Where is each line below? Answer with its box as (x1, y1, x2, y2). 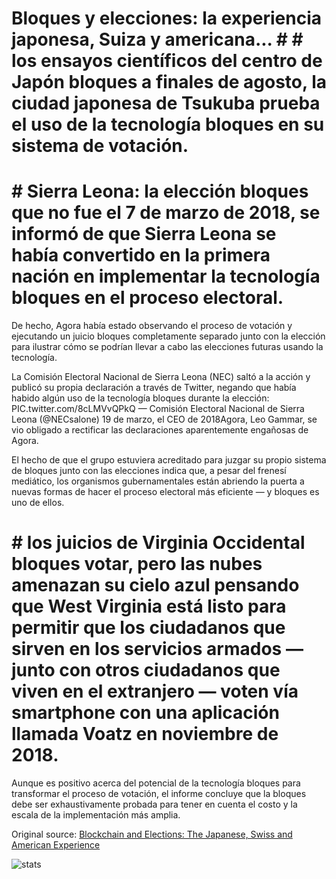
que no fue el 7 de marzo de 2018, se (11, 202, 321, 224)
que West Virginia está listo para (11, 595, 287, 618)
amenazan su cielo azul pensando (11, 574, 300, 597)
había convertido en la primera (11, 244, 271, 267)
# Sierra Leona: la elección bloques (11, 180, 309, 203)
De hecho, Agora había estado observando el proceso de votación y (11, 320, 293, 332)
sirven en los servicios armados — (11, 638, 304, 661)
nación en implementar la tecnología (11, 265, 321, 288)
